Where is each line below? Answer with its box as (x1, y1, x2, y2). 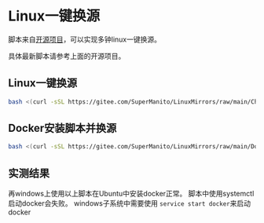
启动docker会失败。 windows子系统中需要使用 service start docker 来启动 (8, 199, 251, 208)
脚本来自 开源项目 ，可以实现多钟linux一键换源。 (8, 35, 161, 44)
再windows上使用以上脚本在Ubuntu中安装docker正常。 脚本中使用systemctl (8, 189, 255, 199)
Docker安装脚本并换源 (8, 122, 117, 135)
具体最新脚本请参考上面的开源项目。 (8, 51, 126, 60)
